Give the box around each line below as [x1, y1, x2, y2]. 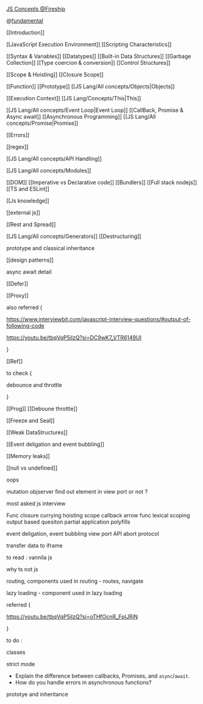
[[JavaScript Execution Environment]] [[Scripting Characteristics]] [6, 41, 172, 48]
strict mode [6, 661, 35, 667]
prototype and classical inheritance [6, 245, 95, 251]
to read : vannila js [6, 554, 53, 561]
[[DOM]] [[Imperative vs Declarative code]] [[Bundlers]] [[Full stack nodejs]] [6, 179, 197, 186]
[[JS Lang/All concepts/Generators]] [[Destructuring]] [6, 232, 141, 240]
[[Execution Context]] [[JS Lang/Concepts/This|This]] [6, 95, 141, 102]
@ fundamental [6, 17, 44, 24]
